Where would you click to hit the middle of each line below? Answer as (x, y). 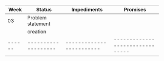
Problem (37, 18)
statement (39, 24)
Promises (135, 9)
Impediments (87, 9)
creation (37, 32)
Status (44, 9)
